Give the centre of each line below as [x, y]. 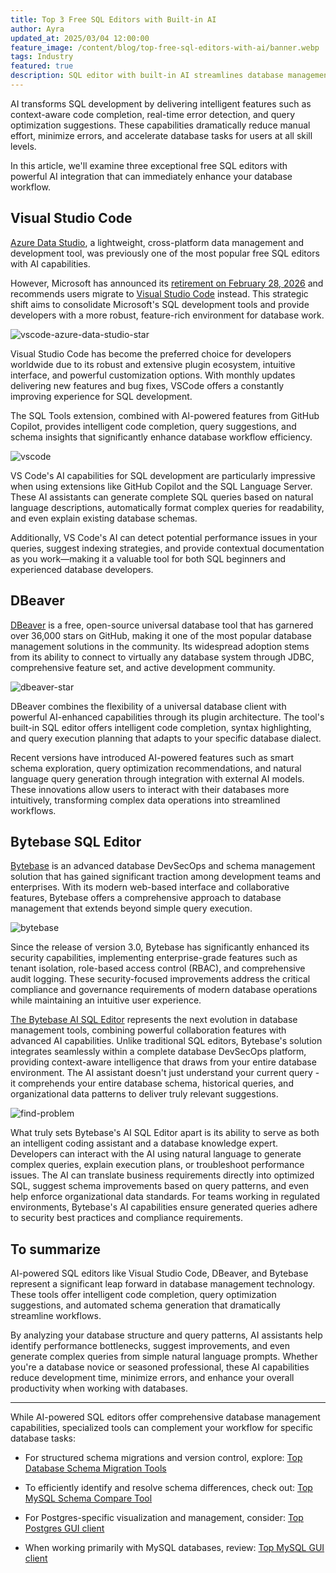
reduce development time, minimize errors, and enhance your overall [152, 1378]
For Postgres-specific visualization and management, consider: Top [164, 1518]
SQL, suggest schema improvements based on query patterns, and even [159, 1186]
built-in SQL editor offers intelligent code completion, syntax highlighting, [161, 727]
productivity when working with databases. [99, 1388]
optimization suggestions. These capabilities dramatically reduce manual [160, 125]
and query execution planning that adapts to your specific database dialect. [166, 738]
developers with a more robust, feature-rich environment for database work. [167, 315]
